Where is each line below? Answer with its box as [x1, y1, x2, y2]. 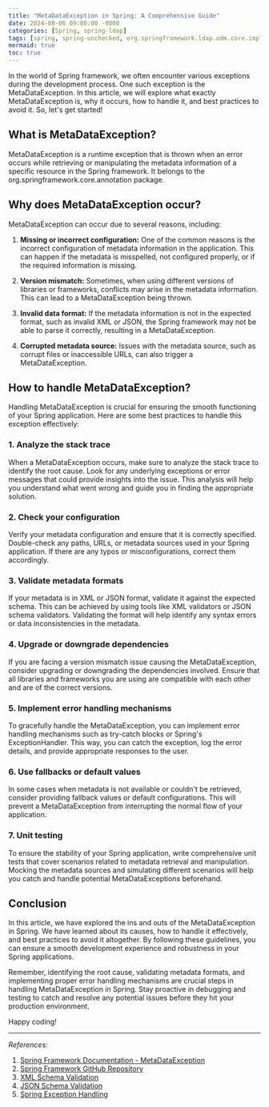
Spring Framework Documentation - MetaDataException [19, 1056, 206, 1065]
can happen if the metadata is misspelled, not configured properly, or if [19, 251, 255, 261]
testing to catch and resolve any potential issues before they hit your [8, 993, 235, 1003]
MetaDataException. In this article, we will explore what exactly [8, 88, 216, 97]
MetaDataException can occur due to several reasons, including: [8, 219, 222, 229]
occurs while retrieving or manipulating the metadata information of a [8, 158, 237, 167]
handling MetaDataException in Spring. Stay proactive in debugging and [8, 985, 247, 994]
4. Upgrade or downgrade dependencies [8, 639, 170, 650]
